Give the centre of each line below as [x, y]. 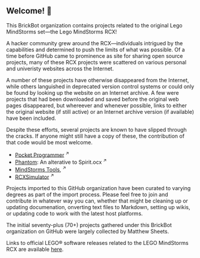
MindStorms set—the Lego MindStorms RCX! [62, 32]
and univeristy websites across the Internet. [60, 69]
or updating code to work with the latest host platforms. [75, 214]
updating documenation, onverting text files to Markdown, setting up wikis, [98, 207]
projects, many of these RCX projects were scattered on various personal [96, 62]
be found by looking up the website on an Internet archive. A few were [93, 92]
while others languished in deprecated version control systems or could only [100, 86]
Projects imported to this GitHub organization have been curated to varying [99, 188]
